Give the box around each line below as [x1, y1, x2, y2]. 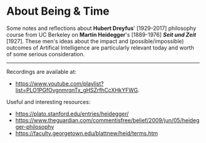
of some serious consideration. [6, 50, 85, 57]
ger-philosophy [15, 123, 55, 130]
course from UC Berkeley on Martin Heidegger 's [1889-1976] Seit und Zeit [6, 31, 196, 38]
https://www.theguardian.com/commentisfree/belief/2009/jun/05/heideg [15, 116, 200, 123]
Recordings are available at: [6, 68, 77, 75]
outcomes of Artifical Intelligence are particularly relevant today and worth [6, 44, 194, 51]
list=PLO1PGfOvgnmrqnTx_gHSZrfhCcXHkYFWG [15, 86, 138, 94]
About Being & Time [6, 4, 110, 18]
